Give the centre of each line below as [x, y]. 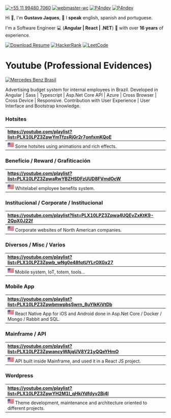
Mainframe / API [26, 333]
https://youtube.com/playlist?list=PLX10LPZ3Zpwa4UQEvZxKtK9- [80, 215]
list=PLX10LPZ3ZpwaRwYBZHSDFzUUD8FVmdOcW [64, 179]
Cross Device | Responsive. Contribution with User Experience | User [78, 100]
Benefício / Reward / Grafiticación [48, 161]
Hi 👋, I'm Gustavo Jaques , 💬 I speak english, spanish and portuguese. [79, 18]
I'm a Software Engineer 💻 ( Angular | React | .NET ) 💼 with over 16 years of [84, 28]
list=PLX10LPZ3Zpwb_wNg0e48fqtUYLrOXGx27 [60, 263]
